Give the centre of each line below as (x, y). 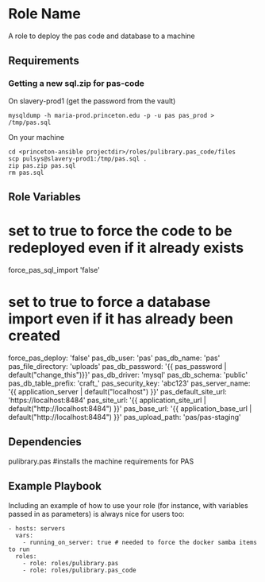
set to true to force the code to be (120, 231)
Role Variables (44, 197)
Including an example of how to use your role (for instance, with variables (128, 505)
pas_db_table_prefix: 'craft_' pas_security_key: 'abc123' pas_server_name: (129, 383)
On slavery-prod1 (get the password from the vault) (92, 101)
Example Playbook (55, 486)
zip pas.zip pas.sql (42, 165)
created (35, 336)
